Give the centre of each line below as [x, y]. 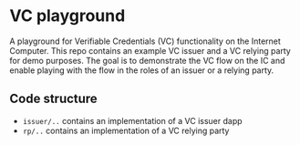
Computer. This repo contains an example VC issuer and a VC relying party [150, 50]
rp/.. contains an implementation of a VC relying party [126, 130]
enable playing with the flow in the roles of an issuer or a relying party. [142, 70]
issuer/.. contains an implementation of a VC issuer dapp [133, 120]
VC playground [67, 16]
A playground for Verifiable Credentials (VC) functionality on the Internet [145, 41]
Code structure [53, 99]
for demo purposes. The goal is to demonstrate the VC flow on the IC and [147, 60]
